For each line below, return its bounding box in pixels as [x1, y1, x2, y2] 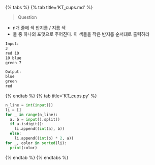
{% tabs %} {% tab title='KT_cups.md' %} [5, 5, 93, 10]
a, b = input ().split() [10, 117, 60, 122]
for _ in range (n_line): [5, 112, 58, 117]
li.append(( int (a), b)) [14, 126, 65, 131]
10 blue [5, 56, 22, 61]
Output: [5, 69, 22, 74]
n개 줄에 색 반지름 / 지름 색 [12, 25, 66, 31]
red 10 [5, 50, 19, 56]
